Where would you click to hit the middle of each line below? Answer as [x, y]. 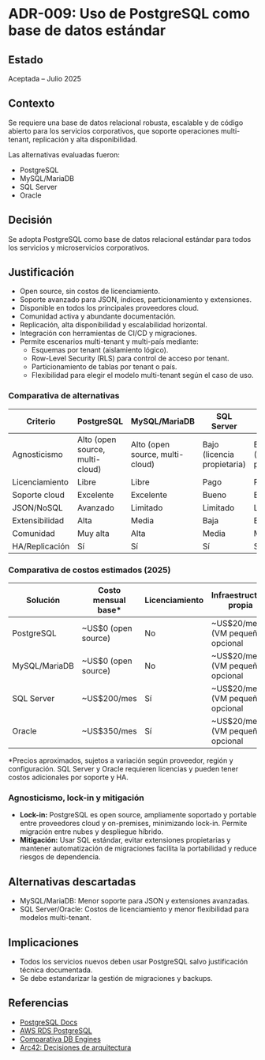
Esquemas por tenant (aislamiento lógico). [100, 350]
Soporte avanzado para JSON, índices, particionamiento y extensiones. [136, 300]
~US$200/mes [109, 699]
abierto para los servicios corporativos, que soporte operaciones [114, 130]
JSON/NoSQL [37, 507]
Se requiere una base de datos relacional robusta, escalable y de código [126, 123]
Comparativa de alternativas [64, 396]
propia [241, 605]
